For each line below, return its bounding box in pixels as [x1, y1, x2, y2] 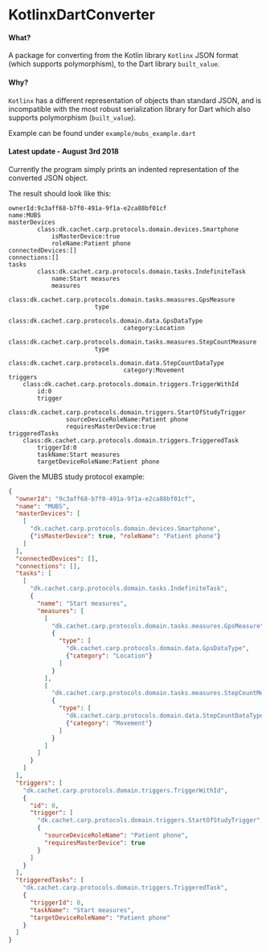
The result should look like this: [8, 188, 112, 198]
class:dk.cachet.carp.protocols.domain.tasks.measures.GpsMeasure [8, 295, 235, 303]
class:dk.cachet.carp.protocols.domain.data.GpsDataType [8, 316, 203, 325]
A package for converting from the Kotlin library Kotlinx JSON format [8, 51, 239, 60]
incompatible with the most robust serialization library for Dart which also [8, 104, 251, 113]
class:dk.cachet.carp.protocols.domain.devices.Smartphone [37, 225, 239, 233]
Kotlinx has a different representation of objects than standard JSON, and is [8, 95, 262, 105]
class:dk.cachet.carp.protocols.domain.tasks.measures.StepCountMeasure [8, 338, 257, 346]
